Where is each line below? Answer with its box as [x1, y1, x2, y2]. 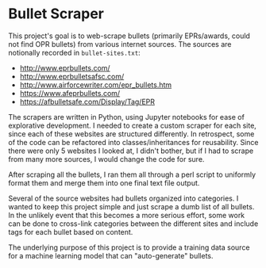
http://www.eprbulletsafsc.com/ [19, 71, 125, 81]
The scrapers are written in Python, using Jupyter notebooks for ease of [8, 112, 245, 121]
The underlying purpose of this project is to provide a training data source [8, 243, 250, 252]
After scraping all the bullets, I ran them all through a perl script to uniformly [8, 170, 256, 179]
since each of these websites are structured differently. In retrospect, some [8, 128, 255, 139]
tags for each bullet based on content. [8, 227, 133, 236]
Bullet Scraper [8, 5, 105, 23]
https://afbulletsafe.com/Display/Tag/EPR [19, 97, 156, 106]
